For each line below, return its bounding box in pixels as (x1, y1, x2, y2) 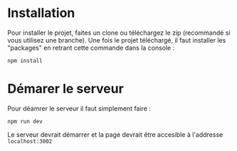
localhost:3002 (7, 138, 53, 145)
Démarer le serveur (7, 81, 125, 97)
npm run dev (7, 118, 43, 125)
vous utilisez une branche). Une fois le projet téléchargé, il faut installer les (7, 35, 226, 44)
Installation (7, 5, 75, 21)
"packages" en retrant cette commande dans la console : (7, 43, 175, 52)
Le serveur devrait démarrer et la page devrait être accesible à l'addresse (7, 130, 223, 139)
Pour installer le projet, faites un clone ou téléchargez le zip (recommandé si (7, 28, 231, 37)
